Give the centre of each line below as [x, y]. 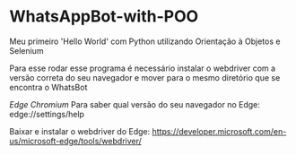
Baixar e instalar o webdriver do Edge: [80, 131]
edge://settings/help [47, 114]
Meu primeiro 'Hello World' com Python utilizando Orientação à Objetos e [145, 41]
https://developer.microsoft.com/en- [219, 131]
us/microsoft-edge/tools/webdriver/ [75, 141]
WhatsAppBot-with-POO [104, 17]
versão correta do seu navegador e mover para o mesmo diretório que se [145, 77]
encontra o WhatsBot [48, 87]
